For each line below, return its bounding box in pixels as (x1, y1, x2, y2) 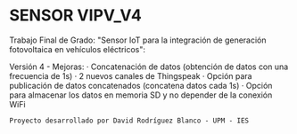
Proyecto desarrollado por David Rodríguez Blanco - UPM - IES (9, 116, 250, 125)
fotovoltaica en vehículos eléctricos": (9, 43, 145, 54)
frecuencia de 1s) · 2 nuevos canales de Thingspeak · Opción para (9, 70, 252, 81)
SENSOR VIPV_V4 (9, 5, 143, 26)
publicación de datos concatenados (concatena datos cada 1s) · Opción (9, 80, 273, 91)
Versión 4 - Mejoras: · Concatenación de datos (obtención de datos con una (9, 61, 289, 72)
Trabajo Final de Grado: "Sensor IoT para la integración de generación (9, 35, 267, 45)
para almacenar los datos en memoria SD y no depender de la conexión (9, 90, 273, 100)
